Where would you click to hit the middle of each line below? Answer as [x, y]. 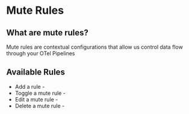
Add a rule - [30, 86]
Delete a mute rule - [40, 106]
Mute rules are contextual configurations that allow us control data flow [95, 47]
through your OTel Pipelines [41, 53]
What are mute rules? [47, 33]
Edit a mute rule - [36, 99]
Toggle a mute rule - [40, 93]
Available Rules [36, 72]
